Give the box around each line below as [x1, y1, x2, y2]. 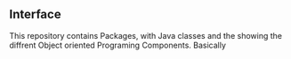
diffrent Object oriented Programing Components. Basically [9, 40, 227, 50]
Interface [9, 7, 61, 22]
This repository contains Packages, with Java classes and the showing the [9, 30, 283, 41]
